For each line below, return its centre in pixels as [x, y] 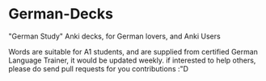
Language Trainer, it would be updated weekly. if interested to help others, [132, 60]
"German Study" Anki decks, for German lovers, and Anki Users [114, 36]
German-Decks [61, 14]
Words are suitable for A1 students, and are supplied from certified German [133, 51]
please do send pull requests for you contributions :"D [98, 68]
